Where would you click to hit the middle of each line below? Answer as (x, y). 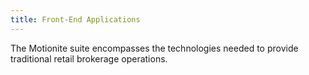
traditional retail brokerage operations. (89, 58)
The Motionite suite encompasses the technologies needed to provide (154, 48)
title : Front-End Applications (75, 19)
